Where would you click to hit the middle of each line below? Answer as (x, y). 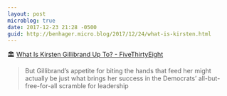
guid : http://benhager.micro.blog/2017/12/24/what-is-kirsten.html (110, 34)
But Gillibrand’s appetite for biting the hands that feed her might (118, 71)
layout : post (27, 14)
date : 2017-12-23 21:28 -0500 (52, 27)
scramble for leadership (94, 86)
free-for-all (41, 86)
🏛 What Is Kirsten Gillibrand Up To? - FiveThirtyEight (85, 55)
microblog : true (31, 21)
